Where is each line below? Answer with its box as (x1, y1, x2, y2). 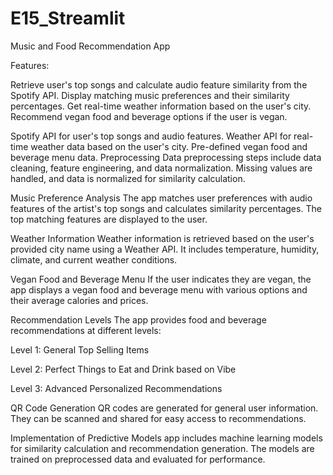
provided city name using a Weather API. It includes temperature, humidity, (10, 243, 320, 255)
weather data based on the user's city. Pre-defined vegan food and (30, 140, 308, 152)
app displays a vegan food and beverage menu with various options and (10, 283, 308, 296)
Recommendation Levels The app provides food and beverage (10, 313, 267, 326)
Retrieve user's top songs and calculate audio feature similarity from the (10, 78, 308, 91)
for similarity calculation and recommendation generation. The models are (10, 442, 315, 454)
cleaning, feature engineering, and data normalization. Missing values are (10, 162, 313, 174)
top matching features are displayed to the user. (10, 213, 208, 225)
